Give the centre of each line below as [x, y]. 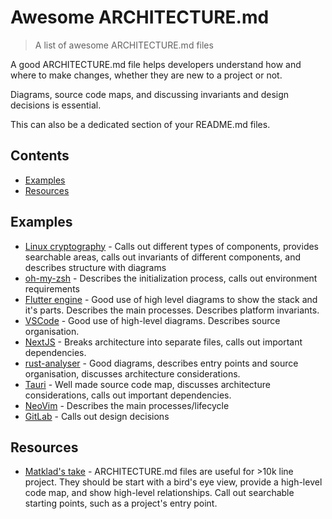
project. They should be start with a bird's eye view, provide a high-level [173, 482]
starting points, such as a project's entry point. [121, 503]
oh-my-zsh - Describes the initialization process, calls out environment [171, 278]
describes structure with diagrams [95, 267]
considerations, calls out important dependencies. [128, 395]
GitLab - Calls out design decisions [97, 416]
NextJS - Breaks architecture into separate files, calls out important [163, 342]
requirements [52, 288]
